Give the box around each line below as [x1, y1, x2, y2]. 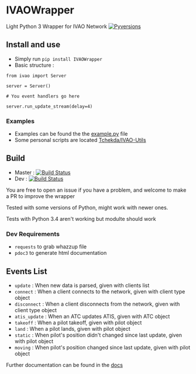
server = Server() [6, 83, 51, 89]
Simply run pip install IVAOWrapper [14, 55, 102, 62]
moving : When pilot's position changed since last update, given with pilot [14, 344, 191, 351]
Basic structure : [14, 61, 54, 68]
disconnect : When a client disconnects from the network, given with [14, 300, 180, 307]
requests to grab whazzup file [14, 243, 87, 250]
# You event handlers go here [6, 93, 80, 99]
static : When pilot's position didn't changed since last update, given [14, 331, 183, 338]
